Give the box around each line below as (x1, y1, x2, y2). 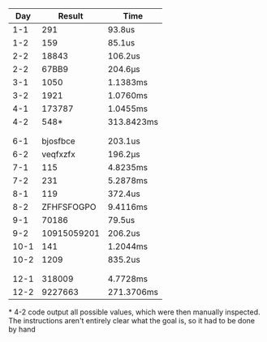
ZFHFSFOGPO (41, 202, 97, 212)
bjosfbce (41, 135, 75, 147)
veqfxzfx (41, 149, 75, 160)
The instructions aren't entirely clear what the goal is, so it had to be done (8, 316, 256, 325)
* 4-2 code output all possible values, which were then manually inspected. (8, 307, 261, 317)
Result (58, 11, 84, 21)
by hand (8, 324, 37, 334)
